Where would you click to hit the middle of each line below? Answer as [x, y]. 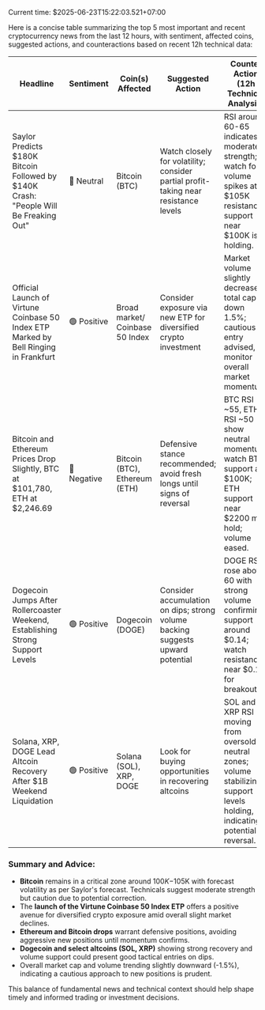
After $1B [30, 781]
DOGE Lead [34, 751]
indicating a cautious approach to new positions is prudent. [116, 974]
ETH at [25, 498]
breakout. [241, 689]
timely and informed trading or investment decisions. [94, 997]
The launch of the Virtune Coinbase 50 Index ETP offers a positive [129, 906]
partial [172, 181]
